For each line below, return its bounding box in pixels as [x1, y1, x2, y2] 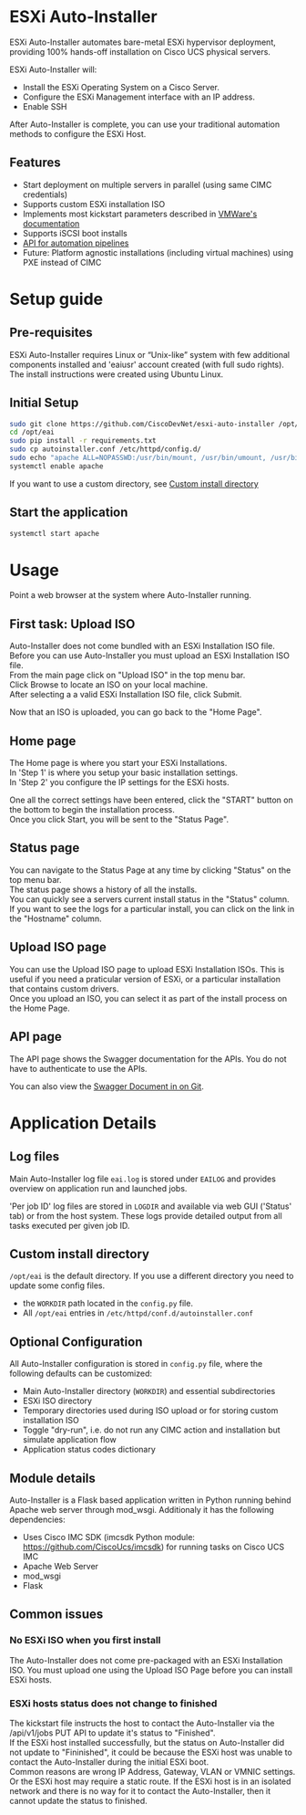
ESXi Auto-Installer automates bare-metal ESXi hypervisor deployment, [9, 37, 276, 47]
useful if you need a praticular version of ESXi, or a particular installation [9, 973, 280, 984]
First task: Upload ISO [9, 616, 136, 632]
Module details [9, 1470, 96, 1485]
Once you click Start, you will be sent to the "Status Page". [9, 814, 229, 825]
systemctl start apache [9, 529, 100, 538]
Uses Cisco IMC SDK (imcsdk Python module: [22, 1531, 196, 1542]
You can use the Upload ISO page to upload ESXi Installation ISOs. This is [9, 963, 285, 974]
